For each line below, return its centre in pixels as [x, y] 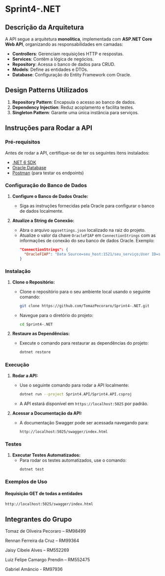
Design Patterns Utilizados [47, 90]
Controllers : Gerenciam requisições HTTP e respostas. [68, 54]
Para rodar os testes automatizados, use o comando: [73, 460]
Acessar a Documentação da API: [47, 413]
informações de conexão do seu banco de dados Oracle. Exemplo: [87, 240]
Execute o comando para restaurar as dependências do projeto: [84, 343]
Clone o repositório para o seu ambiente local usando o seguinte [85, 291]
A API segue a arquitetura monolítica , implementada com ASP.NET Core [79, 39]
